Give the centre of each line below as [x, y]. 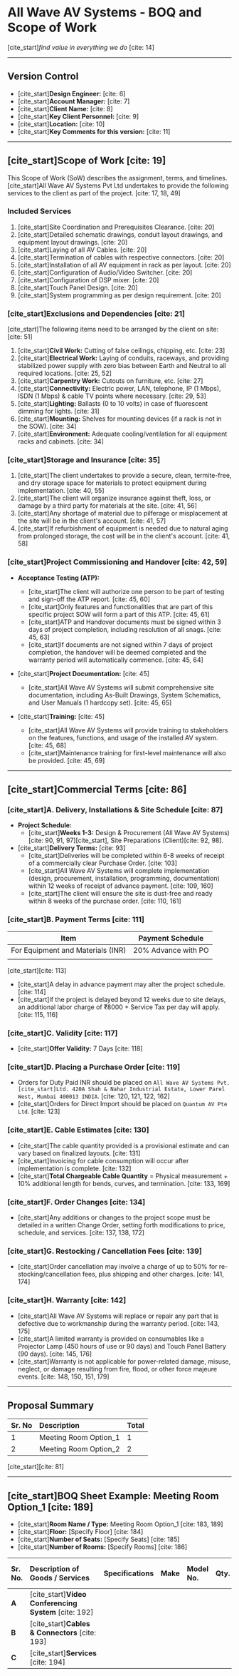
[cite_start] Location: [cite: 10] [61, 124]
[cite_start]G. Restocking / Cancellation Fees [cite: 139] [105, 1251]
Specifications [129, 1573]
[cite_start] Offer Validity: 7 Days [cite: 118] [80, 1048]
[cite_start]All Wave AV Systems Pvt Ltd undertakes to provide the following [118, 185]
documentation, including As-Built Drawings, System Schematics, [124, 695]
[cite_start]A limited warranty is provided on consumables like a [111, 1339]
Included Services [39, 211]
